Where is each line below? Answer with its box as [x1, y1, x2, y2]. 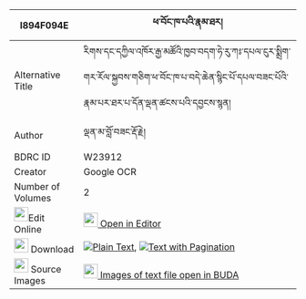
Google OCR [83, 166, 137, 178]
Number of [14, 180, 61, 192]
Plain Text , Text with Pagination [92, 241, 235, 253]
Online [14, 223, 43, 235]
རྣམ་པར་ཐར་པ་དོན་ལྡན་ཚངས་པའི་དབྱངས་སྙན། [83, 97, 231, 108]
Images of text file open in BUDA [99, 269, 240, 281]
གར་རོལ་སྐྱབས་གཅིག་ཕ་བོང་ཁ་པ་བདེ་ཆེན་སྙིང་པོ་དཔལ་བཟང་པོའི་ [83, 71, 289, 83]
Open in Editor [99, 218, 162, 230]
